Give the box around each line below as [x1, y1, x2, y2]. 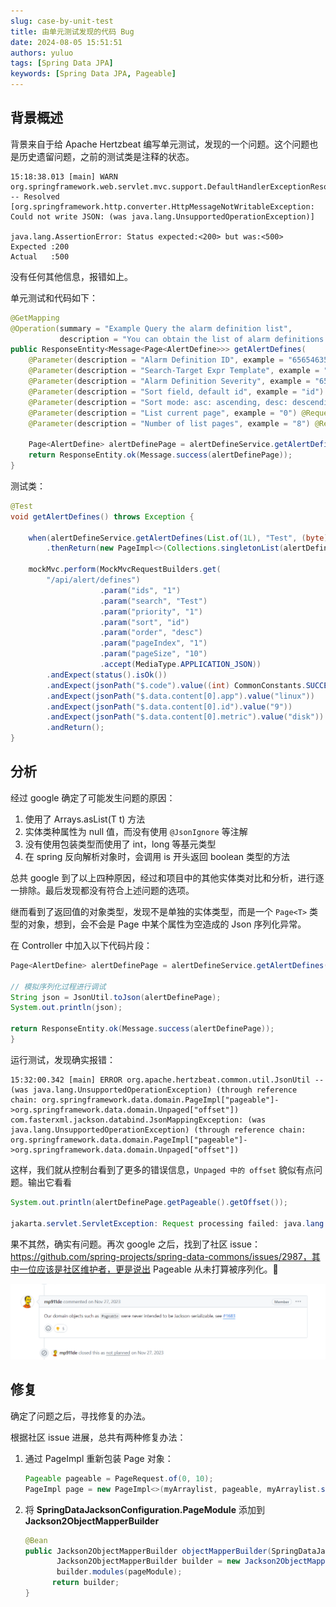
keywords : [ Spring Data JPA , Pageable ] [10, 69, 177, 79]
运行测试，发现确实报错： [10, 1053, 116, 1065]
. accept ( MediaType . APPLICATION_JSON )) [99, 660, 262, 670]
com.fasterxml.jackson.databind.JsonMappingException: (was [10, 1115, 267, 1125]
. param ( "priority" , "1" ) [99, 606, 203, 617]
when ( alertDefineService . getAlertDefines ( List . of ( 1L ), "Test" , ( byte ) [28, 533, 329, 543]
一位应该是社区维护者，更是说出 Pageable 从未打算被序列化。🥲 [18, 1263, 279, 1275]
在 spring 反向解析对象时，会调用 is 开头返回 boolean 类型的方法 [24, 850, 291, 862]
